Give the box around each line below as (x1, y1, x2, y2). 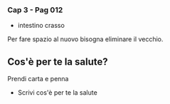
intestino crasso (17, 21, 65, 30)
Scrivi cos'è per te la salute (17, 88, 97, 97)
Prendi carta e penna (7, 75, 69, 83)
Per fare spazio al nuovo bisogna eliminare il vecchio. (7, 35, 164, 43)
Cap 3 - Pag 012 (7, 5, 63, 15)
